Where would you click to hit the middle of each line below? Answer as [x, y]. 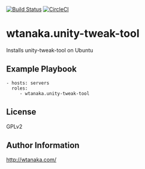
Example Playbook [41, 69]
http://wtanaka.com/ [31, 160]
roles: [20, 88]
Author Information [43, 145]
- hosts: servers [28, 83]
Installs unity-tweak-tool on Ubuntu [50, 50]
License [21, 112]
